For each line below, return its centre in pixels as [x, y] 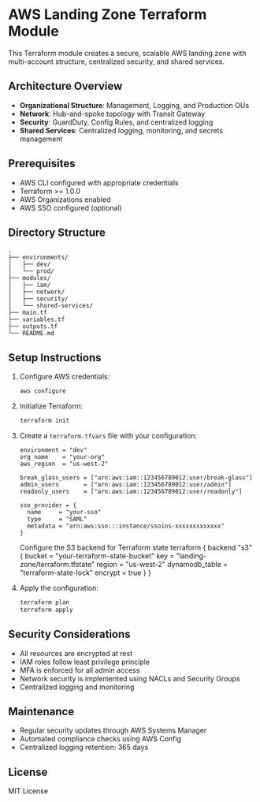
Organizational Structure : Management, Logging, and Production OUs [134, 105]
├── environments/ [38, 258]
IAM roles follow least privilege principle [85, 662]
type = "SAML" [57, 519]
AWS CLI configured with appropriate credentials [99, 182]
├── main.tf [28, 313]
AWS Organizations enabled [65, 200]
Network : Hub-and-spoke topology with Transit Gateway [112, 114]
